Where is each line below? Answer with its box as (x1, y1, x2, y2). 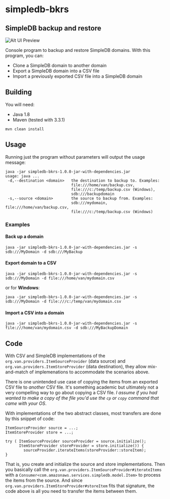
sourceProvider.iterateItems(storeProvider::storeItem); (23, 448, 146, 453)
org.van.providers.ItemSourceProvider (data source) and (5, 358, 126, 364)
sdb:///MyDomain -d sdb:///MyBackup (5, 249, 83, 254)
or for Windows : (5, 284, 40, 290)
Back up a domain (5, 233, 44, 240)
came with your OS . (5, 400, 47, 406)
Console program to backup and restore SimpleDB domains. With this (5, 47, 151, 53)
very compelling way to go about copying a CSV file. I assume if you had (5, 389, 157, 395)
